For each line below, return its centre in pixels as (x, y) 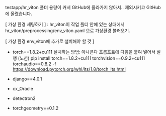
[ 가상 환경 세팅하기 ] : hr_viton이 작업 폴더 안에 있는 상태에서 (65, 24)
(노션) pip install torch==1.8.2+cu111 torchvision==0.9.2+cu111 (81, 58)
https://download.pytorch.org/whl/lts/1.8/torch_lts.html (69, 69)
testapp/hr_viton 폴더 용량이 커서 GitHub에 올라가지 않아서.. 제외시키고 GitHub (83, 7)
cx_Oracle (23, 89)
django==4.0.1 (27, 79)
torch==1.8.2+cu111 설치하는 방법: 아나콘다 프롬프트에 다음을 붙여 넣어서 (84, 52)
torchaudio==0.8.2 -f (34, 64)
